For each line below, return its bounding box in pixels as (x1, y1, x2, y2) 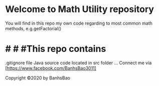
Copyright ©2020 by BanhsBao (5, 74, 70, 81)
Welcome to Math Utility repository (5, 4, 154, 15)
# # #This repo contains (5, 43, 106, 55)
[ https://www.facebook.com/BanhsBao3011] (5, 65, 97, 71)
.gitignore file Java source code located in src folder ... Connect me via (5, 59, 152, 66)
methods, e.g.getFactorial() (5, 25, 62, 31)
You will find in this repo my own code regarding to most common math (5, 20, 153, 26)
